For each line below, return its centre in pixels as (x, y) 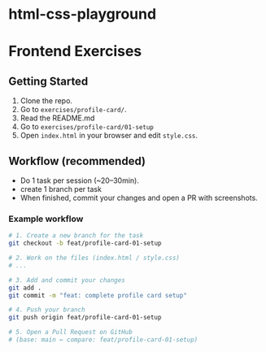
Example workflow (46, 219)
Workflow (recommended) (77, 161)
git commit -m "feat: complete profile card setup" (98, 295)
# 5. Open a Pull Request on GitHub (70, 332)
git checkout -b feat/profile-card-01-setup (85, 243)
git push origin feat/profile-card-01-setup (85, 318)
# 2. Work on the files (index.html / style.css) (94, 258)
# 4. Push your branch (47, 310)
